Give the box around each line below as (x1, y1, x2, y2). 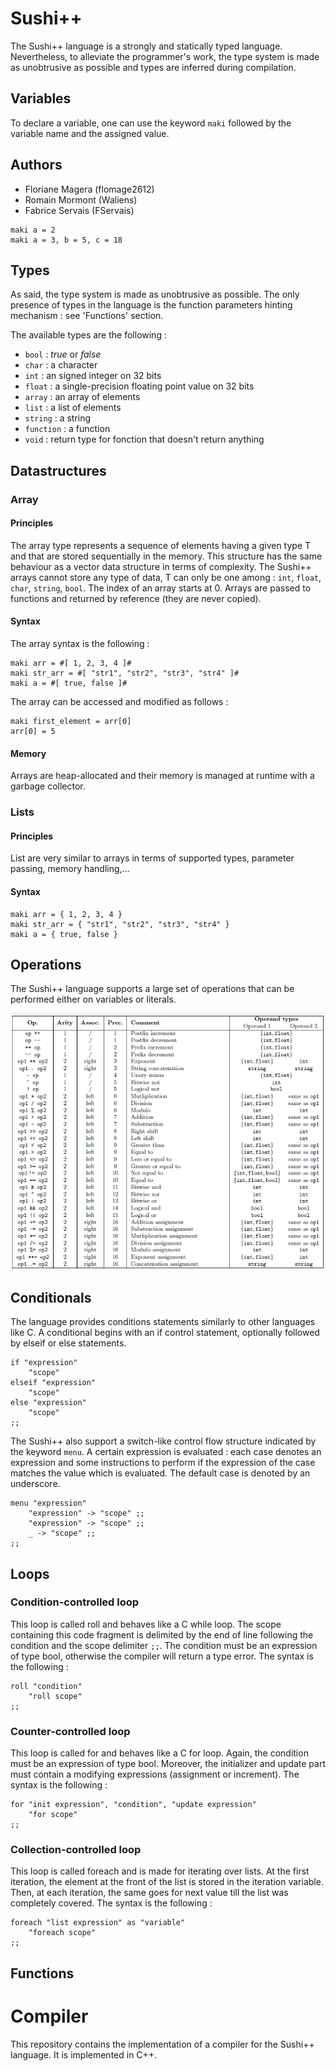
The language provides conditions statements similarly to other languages (10, 1316, 316, 1328)
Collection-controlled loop (10, 1843, 142, 1857)
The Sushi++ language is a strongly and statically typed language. (10, 40, 283, 52)
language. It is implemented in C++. (10, 2048, 158, 2061)
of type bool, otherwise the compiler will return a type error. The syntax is (10, 1650, 314, 1662)
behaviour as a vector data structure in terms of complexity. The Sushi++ (10, 560, 312, 572)
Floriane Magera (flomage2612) (24, 183, 155, 195)
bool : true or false (24, 348, 102, 361)
